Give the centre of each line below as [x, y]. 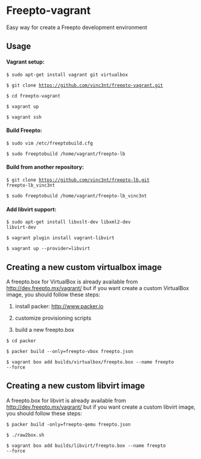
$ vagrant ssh [24, 117]
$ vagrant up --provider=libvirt [48, 249]
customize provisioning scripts [53, 318]
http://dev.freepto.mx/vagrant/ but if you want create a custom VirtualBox [98, 288]
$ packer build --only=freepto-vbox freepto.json [70, 351]
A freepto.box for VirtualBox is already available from [72, 282]
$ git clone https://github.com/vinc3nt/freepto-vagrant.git [85, 85]
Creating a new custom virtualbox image [84, 267]
